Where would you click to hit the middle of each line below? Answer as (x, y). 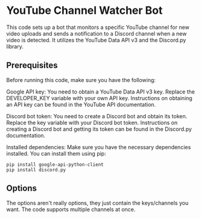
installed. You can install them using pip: (56, 153)
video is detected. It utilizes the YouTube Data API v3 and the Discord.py (96, 40)
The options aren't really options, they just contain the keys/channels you (97, 203)
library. (15, 46)
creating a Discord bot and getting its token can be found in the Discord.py (99, 129)
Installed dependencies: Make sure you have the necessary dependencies (99, 147)
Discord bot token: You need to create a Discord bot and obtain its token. (97, 116)
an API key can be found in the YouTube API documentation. (81, 104)
